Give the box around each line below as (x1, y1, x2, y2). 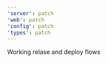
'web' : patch (7, 16, 45, 23)
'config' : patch (7, 23, 54, 29)
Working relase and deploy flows (7, 48, 101, 56)
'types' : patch (7, 29, 51, 36)
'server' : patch (7, 10, 54, 17)
